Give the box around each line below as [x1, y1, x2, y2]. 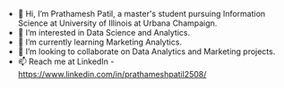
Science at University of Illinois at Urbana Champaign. [17, 18, 218, 28]
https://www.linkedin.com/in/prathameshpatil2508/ [17, 69, 207, 79]
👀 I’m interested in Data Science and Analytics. [17, 28, 191, 37]
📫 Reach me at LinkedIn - [17, 56, 115, 67]
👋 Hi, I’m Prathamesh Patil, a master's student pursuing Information [17, 9, 266, 19]
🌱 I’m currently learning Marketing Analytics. [17, 36, 182, 47]
